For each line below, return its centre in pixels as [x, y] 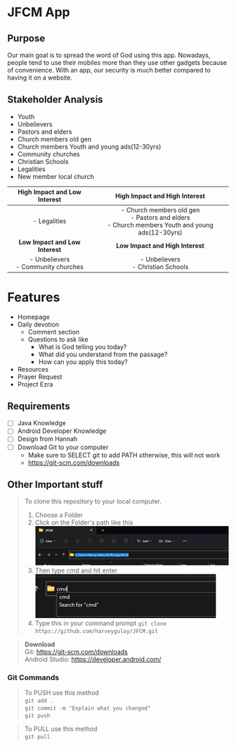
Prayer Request [40, 377]
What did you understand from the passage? [103, 354]
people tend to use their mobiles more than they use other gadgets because [117, 63]
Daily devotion [38, 324]
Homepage [34, 317]
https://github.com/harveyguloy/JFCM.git [96, 632]
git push [37, 716]
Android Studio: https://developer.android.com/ [93, 660]
